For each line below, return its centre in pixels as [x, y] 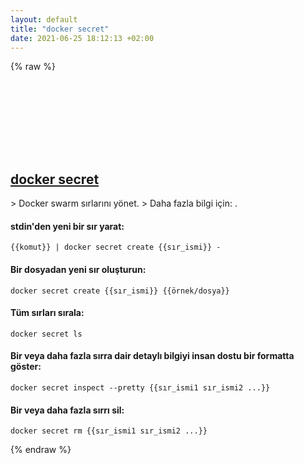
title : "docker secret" [60, 29]
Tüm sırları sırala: [47, 313]
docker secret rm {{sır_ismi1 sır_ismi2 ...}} [109, 431]
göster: [26, 367]
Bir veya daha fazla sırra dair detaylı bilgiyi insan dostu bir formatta [152, 356]
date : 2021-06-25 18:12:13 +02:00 [82, 38]
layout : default [44, 19]
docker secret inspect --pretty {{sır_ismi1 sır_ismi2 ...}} [140, 388]
